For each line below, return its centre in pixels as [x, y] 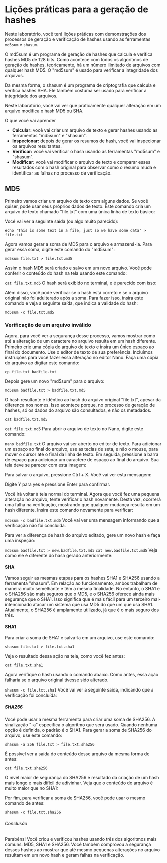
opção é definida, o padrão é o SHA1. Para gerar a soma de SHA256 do [79, 730]
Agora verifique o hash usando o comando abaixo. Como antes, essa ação [82, 675]
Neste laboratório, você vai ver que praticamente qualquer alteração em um [83, 105]
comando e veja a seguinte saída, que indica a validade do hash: [72, 303]
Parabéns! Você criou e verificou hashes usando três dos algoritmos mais [81, 839]
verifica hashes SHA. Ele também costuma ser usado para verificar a [76, 90]
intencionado [19, 605]
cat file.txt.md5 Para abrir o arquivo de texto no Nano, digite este [74, 429]
